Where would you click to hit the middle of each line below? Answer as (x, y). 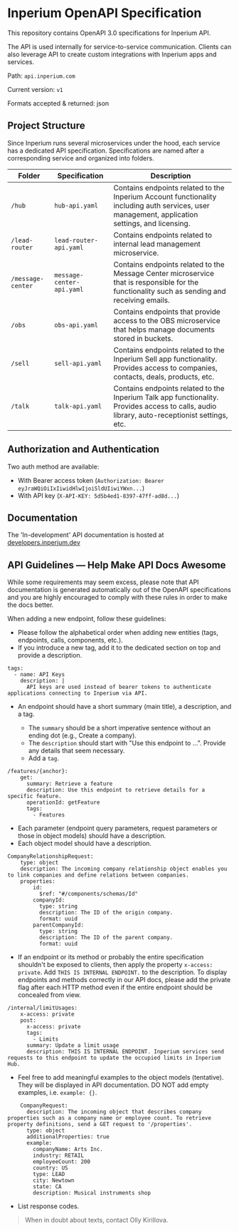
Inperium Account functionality (165, 196)
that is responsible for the (156, 282)
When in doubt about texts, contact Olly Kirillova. (96, 1220)
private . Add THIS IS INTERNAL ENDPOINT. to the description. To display (122, 972)
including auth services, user (161, 205)
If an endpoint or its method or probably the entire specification (111, 957)
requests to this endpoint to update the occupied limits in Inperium (114, 1058)
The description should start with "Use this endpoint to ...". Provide (127, 743)
